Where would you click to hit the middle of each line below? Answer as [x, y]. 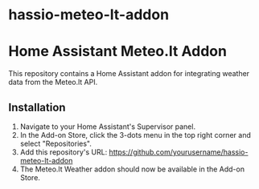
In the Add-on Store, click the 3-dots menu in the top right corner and [135, 135]
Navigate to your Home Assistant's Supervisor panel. [107, 127]
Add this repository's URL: [64, 152]
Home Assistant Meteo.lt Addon [118, 52]
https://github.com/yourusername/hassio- [179, 152]
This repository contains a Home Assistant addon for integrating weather [129, 74]
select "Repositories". [56, 143]
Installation [37, 107]
